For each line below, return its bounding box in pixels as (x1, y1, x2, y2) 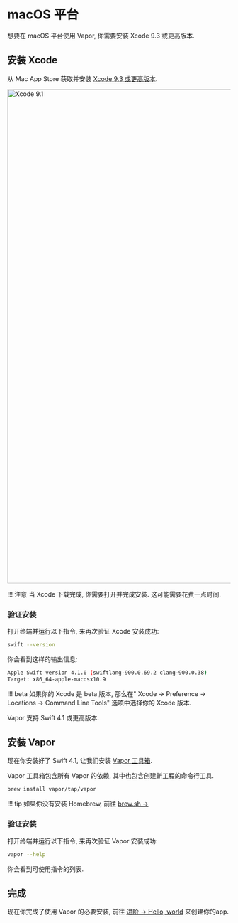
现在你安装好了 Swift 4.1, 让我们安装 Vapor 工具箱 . (7, 757, 153, 765)
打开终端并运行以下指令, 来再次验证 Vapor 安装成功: (7, 836, 158, 845)
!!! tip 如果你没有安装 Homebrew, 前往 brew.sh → (7, 799, 149, 808)
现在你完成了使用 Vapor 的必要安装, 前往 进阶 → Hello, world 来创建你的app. (7, 907, 229, 916)
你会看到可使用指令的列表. (7, 865, 84, 873)
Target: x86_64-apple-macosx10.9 (7, 676, 106, 683)
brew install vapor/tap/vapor (7, 786, 97, 793)
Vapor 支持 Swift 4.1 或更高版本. (7, 713, 100, 722)
